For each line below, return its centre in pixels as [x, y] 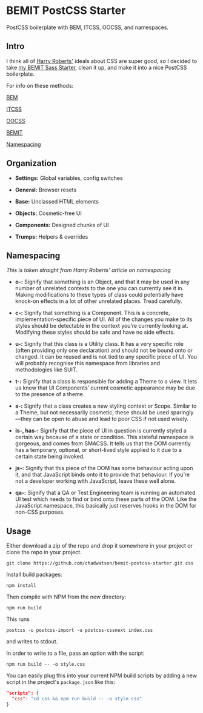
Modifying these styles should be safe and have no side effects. [95, 332]
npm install [21, 586]
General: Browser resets [46, 190]
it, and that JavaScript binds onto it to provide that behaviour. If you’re [102, 475]
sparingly [182, 413]
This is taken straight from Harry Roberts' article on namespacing [88, 270]
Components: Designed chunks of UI [62, 225]
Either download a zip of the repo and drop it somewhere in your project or [99, 546]
